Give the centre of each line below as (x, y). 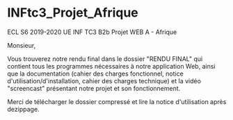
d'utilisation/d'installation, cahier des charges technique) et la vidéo (104, 80)
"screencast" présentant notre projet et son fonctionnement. (94, 88)
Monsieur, (22, 45)
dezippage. (23, 109)
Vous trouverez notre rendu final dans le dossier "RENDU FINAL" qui (105, 59)
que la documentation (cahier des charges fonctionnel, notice (96, 74)
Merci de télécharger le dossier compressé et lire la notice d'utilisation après (117, 101)
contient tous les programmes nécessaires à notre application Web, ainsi (111, 66)
